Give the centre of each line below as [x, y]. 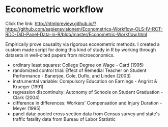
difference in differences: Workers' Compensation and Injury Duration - [87, 103]
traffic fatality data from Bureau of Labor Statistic [64, 119]
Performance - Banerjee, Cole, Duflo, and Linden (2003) [72, 75]
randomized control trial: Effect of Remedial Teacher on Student [79, 70]
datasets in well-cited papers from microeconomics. [60, 55]
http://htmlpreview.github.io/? [66, 23]
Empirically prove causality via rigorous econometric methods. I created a [82, 44]
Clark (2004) [26, 97]
